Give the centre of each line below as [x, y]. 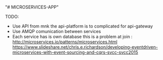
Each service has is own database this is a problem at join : [72, 37]
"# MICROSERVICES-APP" [32, 7]
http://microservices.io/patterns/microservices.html [65, 42]
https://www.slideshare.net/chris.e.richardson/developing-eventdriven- [85, 47]
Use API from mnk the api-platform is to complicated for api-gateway [82, 26]
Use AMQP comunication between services [57, 31]
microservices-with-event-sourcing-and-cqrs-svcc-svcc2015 [75, 52]
